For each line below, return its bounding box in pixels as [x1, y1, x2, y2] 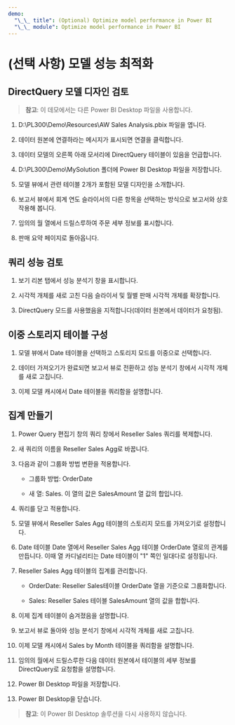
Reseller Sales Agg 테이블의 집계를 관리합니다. [18, 566, 148, 575]
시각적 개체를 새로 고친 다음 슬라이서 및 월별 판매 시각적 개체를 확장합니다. [18, 291, 220, 300]
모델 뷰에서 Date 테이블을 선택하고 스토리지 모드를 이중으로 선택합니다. [18, 349, 212, 357]
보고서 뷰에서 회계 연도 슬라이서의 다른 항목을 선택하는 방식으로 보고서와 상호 [18, 195, 229, 204]
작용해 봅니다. [18, 204, 57, 213]
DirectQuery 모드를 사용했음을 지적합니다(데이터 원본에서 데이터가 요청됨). [18, 306, 223, 314]
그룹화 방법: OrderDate [28, 474, 93, 483]
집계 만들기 [8, 410, 53, 422]
